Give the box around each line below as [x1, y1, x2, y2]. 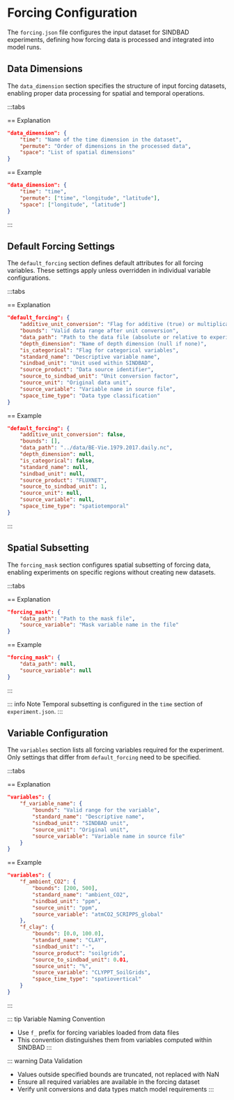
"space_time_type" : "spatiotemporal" [19, 503, 130, 510]
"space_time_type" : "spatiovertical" [32, 976, 141, 983]
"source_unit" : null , [19, 490, 82, 497]
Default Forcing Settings [7, 240, 115, 252]
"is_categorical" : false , [19, 457, 95, 464]
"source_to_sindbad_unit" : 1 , [19, 483, 108, 490]
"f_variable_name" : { [19, 801, 82, 808]
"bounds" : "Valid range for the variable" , [32, 807, 160, 814]
